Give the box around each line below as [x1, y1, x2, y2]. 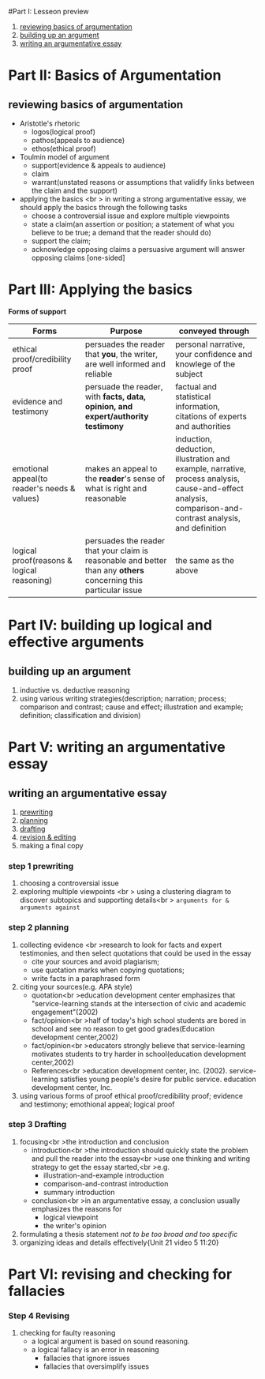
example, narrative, [174, 463, 247, 474]
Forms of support [8, 306, 67, 316]
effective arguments [8, 633, 144, 651]
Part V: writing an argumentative [8, 738, 226, 757]
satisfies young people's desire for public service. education [60, 1074, 256, 1084]
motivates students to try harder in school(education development [31, 1049, 247, 1058]
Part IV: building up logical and [8, 616, 213, 634]
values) [12, 493, 40, 504]
